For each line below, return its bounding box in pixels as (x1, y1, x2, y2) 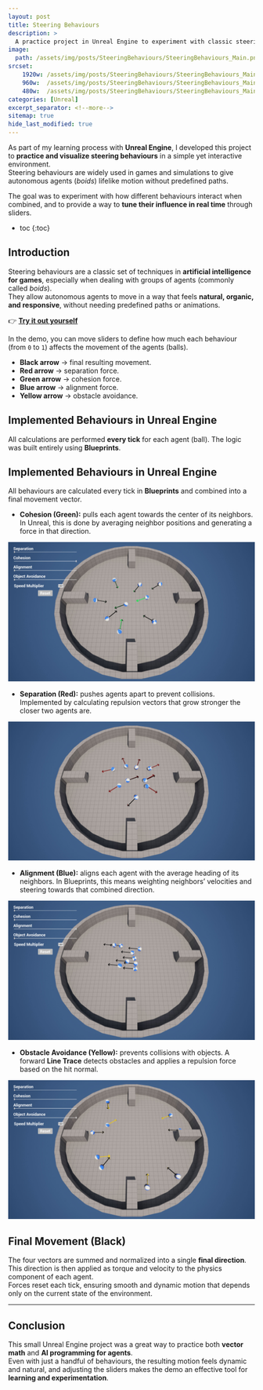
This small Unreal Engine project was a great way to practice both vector (8, 1340, 244, 1349)
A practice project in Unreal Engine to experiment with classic (15, 38, 233, 46)
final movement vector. (8, 494, 82, 504)
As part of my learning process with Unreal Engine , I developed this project (8, 143, 252, 152)
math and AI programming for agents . (8, 1348, 133, 1358)
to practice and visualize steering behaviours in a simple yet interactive (8, 151, 243, 160)
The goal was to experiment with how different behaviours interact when (8, 192, 243, 200)
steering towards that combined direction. (19, 885, 155, 895)
